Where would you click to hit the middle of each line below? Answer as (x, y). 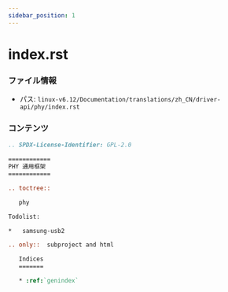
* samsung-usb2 (37, 231)
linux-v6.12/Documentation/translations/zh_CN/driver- (129, 100)
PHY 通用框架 (27, 167)
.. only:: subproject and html (61, 245)
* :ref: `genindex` (49, 281)
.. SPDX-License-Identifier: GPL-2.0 (70, 145)
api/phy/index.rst (50, 107)
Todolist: (24, 216)
